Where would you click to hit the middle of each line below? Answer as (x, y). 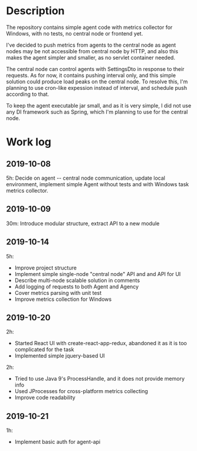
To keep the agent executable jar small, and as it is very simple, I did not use (99, 105)
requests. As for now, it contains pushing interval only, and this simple (91, 75)
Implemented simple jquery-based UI (60, 356)
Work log (29, 142)
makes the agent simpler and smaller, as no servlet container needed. (91, 57)
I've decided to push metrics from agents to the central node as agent (91, 45)
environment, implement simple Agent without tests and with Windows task (98, 184)
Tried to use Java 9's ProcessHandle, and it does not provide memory (99, 379)
